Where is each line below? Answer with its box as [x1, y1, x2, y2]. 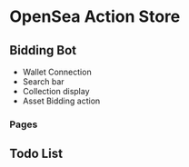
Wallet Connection [22, 66, 93, 77]
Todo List [9, 146, 64, 162]
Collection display [22, 86, 90, 96]
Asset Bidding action [22, 95, 101, 106]
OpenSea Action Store [9, 6, 181, 27]
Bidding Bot [9, 43, 77, 58]
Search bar [22, 76, 65, 87]
